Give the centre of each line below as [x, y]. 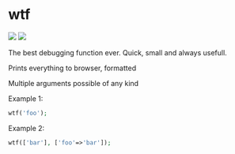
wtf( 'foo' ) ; [28, 113]
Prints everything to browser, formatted [72, 68]
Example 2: [27, 128]
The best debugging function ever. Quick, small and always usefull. [117, 52]
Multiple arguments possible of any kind [74, 83]
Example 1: [26, 98]
